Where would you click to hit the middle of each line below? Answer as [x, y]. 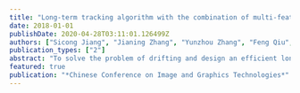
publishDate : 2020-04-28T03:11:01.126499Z [89, 34]
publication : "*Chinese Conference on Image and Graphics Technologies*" [150, 75]
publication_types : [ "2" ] [57, 50]
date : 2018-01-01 [42, 26]
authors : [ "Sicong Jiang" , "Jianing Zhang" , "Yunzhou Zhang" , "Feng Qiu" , [151, 42]
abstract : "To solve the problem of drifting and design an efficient [143, 58]
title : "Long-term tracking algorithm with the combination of [129, 17]
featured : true [37, 67]
